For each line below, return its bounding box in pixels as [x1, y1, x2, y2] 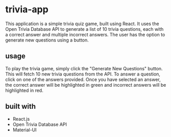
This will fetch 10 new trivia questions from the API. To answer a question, [5, 71, 161, 77]
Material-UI [12, 127, 37, 133]
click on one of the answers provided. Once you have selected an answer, [5, 76, 161, 83]
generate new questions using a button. [5, 37, 89, 43]
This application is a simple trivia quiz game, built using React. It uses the [5, 21, 159, 27]
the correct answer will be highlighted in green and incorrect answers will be [5, 82, 166, 88]
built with [5, 102, 36, 111]
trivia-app [5, 4, 48, 15]
